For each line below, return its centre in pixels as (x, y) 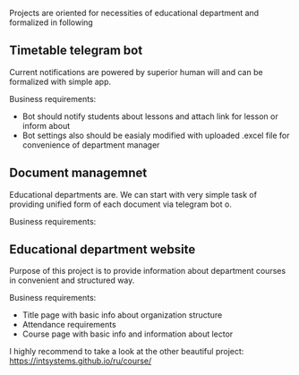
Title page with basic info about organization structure (122, 315)
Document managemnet (78, 173)
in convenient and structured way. (72, 280)
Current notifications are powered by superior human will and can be (136, 72)
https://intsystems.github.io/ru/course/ (81, 361)
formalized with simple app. (60, 81)
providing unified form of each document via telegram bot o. (121, 204)
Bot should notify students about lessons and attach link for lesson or (150, 116)
